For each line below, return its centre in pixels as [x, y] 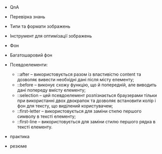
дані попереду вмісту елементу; [51, 90]
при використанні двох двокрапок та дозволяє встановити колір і [86, 101]
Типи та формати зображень [40, 26]
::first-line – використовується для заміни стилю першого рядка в [86, 122]
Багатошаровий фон [31, 55]
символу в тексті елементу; [46, 116]
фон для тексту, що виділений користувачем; [65, 106]
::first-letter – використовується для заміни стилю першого [79, 111]
